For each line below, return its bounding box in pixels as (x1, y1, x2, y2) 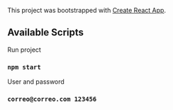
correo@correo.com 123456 (7, 95, 97, 104)
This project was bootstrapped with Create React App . (7, 6, 167, 14)
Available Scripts (7, 26, 84, 38)
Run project (7, 45, 41, 54)
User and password (7, 77, 65, 86)
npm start (7, 63, 41, 71)
